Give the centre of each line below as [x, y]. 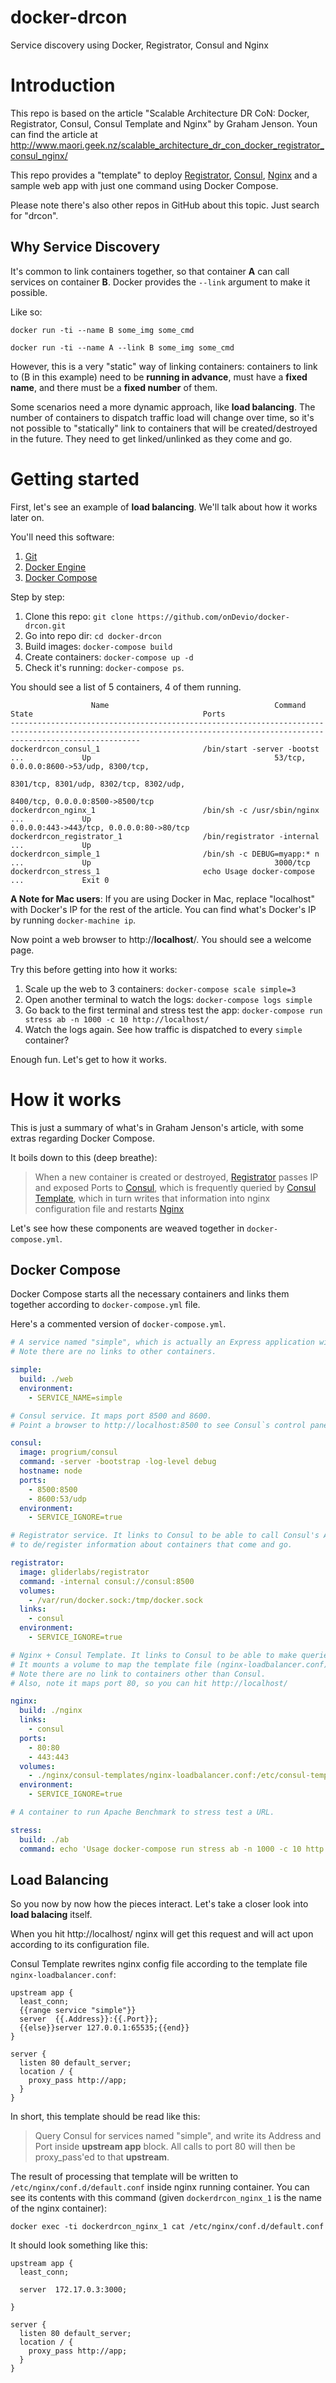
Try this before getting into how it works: [94, 969]
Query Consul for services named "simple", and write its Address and [178, 2136]
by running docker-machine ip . [73, 920]
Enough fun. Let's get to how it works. [89, 1059]
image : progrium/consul [68, 1452]
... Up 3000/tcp [160, 862]
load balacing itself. [51, 1915]
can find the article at [54, 134]
